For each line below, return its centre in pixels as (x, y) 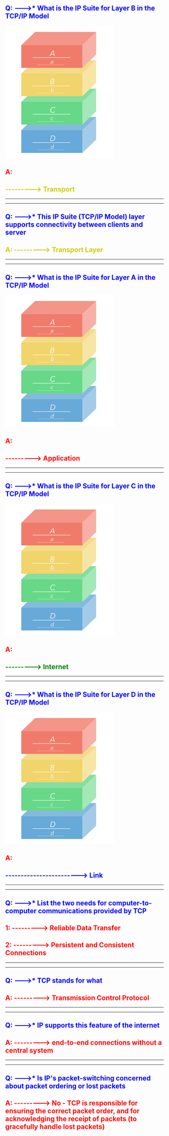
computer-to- (130, 903)
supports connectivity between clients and (74, 225)
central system (29, 1050)
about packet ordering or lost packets (65, 1086)
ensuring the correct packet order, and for (72, 1111)
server (16, 233)
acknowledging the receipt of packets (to (71, 1119)
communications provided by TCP (92, 911)
